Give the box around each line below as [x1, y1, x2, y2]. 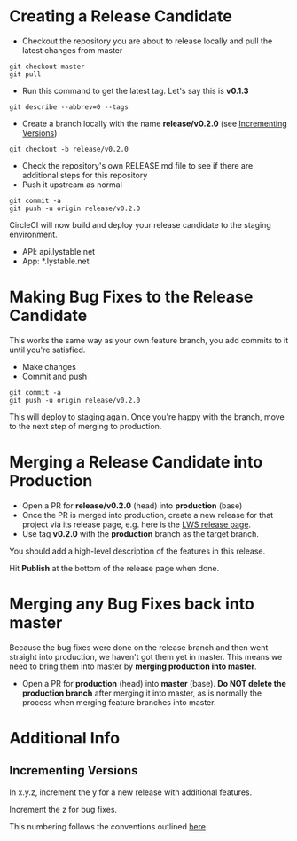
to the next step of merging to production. [9, 420, 162, 431]
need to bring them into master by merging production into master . [9, 661, 257, 672]
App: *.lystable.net [21, 255, 90, 266]
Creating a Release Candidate [9, 6, 232, 27]
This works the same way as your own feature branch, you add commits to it [9, 334, 289, 345]
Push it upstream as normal [21, 179, 122, 190]
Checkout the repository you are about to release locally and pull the [21, 35, 273, 46]
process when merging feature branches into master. [21, 696, 216, 707]
